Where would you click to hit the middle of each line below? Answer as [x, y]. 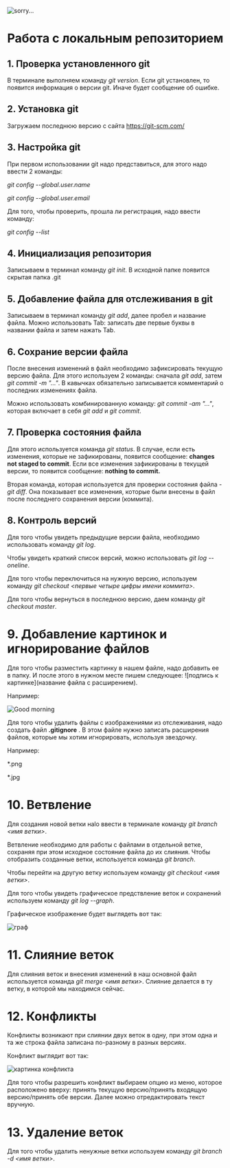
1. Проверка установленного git [79, 64]
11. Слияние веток [61, 954]
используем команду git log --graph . [61, 900]
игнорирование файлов [78, 648]
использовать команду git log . [51, 544]
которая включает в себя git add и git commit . [74, 411]
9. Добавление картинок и [87, 634]
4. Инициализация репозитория [79, 253]
